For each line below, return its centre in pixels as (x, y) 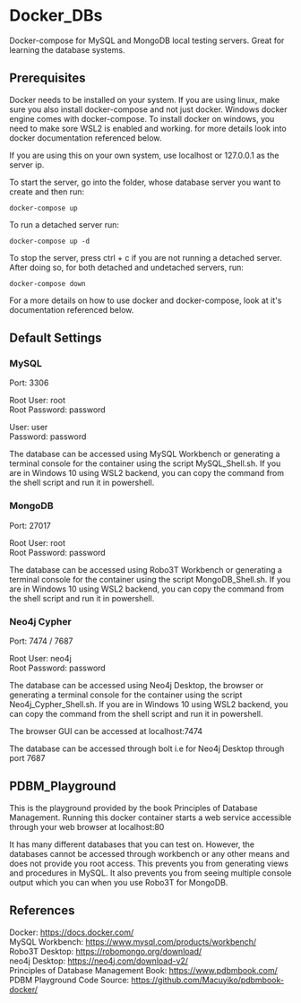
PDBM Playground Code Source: (69, 980)
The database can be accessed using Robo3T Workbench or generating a (146, 569)
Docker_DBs (56, 16)
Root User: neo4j (40, 659)
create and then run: (47, 191)
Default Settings (56, 338)
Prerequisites (47, 78)
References (42, 911)
